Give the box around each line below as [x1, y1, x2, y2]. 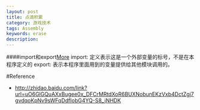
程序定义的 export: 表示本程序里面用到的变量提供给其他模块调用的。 [6, 61, 173, 68]
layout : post [6, 8, 39, 15]
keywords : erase [6, 31, 47, 37]
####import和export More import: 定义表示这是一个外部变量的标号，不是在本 [6, 54, 195, 60]
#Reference [6, 73, 35, 80]
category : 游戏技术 [6, 20, 51, 26]
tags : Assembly [6, 25, 44, 32]
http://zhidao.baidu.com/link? [14, 84, 88, 91]
